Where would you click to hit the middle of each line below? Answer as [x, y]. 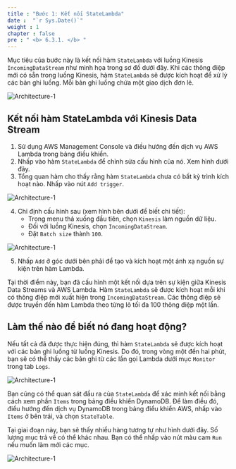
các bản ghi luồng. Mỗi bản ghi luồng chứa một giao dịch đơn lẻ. [100, 83]
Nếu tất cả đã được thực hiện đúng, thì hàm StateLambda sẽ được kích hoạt [115, 343]
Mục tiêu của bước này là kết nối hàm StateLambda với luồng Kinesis [105, 60]
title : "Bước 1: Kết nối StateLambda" [66, 14]
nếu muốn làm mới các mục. [48, 444]
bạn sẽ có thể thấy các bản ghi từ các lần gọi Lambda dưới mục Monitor [111, 359]
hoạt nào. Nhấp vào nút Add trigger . [71, 183]
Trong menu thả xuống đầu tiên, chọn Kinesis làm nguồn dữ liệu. [122, 219]
